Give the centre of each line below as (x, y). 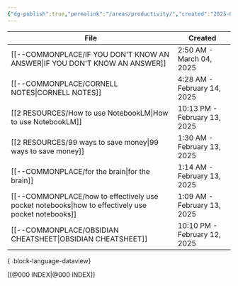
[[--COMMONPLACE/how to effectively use (85, 196)
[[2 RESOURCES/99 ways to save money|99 (85, 142)
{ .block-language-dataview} (49, 260)
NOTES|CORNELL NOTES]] (56, 92)
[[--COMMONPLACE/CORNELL (64, 84)
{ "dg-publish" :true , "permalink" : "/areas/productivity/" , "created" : (109, 14)
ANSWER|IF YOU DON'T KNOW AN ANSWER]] (89, 63)
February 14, (199, 88)
